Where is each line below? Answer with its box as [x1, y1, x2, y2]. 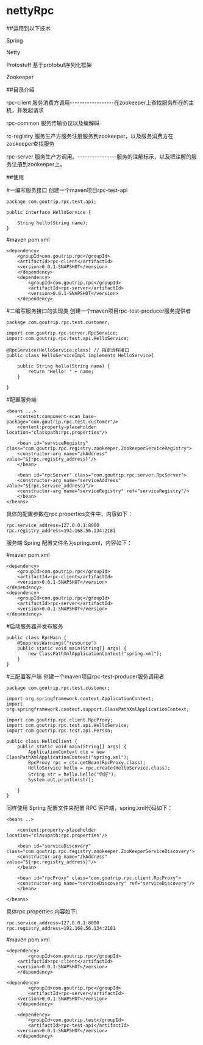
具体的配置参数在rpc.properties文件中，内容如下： [6, 510, 133, 517]
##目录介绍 [6, 86, 35, 93]
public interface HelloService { [6, 209, 91, 215]
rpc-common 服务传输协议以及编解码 [6, 119, 100, 127]
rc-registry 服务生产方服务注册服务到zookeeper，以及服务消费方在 [6, 132, 174, 140]
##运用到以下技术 [6, 24, 51, 32]
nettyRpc [6, 4, 54, 18]
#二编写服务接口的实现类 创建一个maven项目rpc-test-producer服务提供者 [6, 307, 191, 314]
